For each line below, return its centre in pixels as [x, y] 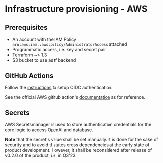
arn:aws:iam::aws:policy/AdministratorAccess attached [70, 44]
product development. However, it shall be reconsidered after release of [79, 150]
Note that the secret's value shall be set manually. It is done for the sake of [81, 139]
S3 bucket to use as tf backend [44, 60]
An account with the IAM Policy [44, 39]
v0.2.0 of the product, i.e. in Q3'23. [41, 155]
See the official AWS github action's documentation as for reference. [75, 97]
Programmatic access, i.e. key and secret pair [59, 50]
